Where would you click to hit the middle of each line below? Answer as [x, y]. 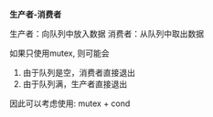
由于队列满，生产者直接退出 [75, 84]
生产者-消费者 [36, 14]
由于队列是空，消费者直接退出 [79, 73]
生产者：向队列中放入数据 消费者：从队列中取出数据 [106, 34]
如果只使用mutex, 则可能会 [59, 53]
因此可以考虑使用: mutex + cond [70, 103]
